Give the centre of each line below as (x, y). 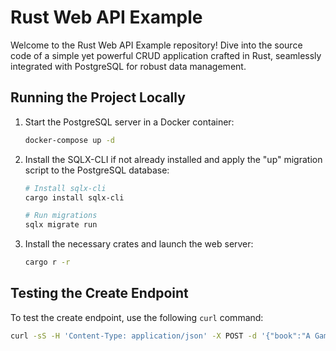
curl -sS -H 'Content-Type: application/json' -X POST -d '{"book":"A (160, 336)
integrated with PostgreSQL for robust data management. (128, 66)
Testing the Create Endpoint (99, 293)
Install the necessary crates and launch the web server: (139, 244)
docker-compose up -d (69, 140)
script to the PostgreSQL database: (97, 170)
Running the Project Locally (98, 97)
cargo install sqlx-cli (74, 197)
